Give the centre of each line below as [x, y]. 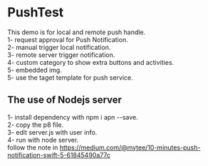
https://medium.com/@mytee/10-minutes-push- [130, 147]
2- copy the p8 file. [36, 125]
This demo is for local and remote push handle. [77, 32]
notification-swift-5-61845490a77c [59, 155]
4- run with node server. [43, 140]
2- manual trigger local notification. [59, 47]
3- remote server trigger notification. [61, 55]
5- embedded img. [35, 70]
